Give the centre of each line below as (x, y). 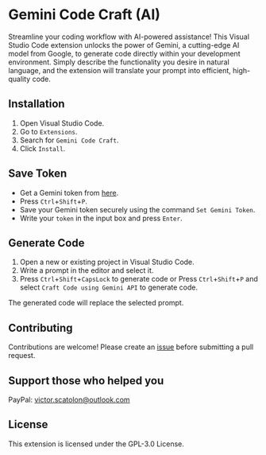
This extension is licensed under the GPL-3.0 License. (96, 444)
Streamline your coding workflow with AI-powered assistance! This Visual (129, 37)
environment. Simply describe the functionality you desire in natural (119, 62)
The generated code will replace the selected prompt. (96, 303)
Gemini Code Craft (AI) (85, 15)
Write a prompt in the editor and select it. (87, 270)
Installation (37, 104)
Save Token (38, 174)
